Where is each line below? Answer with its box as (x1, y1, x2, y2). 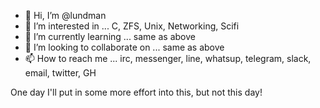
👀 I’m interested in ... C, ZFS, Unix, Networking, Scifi (24, 20, 240, 32)
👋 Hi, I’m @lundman (24, 10, 107, 21)
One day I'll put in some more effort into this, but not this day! (10, 86, 263, 98)
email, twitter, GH (24, 67, 97, 79)
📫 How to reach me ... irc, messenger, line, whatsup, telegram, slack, (24, 53, 312, 64)
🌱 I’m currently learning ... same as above (24, 31, 196, 42)
